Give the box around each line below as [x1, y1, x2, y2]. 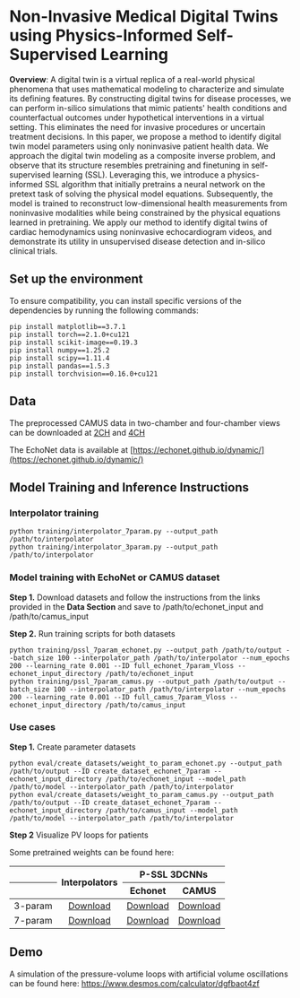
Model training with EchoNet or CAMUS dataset [9, 571, 220, 584]
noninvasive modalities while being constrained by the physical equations [9, 207, 281, 218]
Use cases [9, 721, 56, 733]
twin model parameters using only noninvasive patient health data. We [9, 141, 269, 152]
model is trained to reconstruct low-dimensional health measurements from [9, 197, 288, 208]
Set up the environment [9, 272, 143, 287]
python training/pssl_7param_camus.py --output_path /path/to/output [9, 677, 275, 686]
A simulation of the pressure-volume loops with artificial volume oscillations [9, 968, 288, 979]
